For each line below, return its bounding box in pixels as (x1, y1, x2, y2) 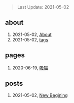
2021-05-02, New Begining (12, 92, 68, 98)
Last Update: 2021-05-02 (17, 4, 69, 10)
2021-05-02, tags (12, 36, 48, 42)
